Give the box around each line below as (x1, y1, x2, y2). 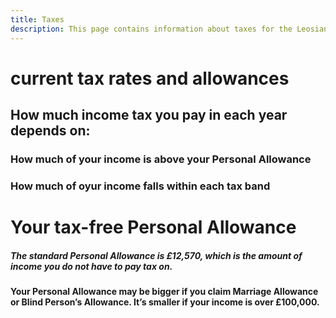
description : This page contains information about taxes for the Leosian (10, 24, 329, 34)
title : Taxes (10, 14, 65, 25)
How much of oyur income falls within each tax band (10, 179, 271, 193)
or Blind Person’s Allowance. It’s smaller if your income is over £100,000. (10, 296, 320, 308)
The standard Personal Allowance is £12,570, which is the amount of (10, 249, 303, 261)
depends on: (10, 122, 91, 140)
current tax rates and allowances (10, 67, 290, 90)
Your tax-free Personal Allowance (10, 216, 297, 239)
